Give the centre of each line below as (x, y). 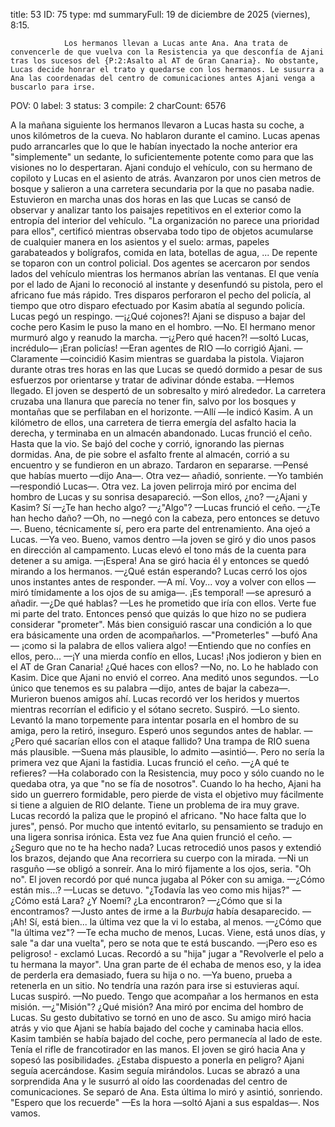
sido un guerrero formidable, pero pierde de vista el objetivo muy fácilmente (167, 794)
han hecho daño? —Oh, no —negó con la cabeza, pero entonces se (150, 518)
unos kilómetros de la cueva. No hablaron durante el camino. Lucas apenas (165, 135)
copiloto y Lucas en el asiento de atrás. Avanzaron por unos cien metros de (166, 178)
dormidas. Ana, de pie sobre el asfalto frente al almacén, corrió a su (150, 454)
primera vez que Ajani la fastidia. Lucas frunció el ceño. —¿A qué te (150, 762)
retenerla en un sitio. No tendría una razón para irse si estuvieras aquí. (155, 985)
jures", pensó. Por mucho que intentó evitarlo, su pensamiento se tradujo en (167, 826)
